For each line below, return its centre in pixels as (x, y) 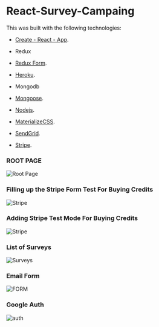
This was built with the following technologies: (64, 28)
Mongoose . (29, 98)
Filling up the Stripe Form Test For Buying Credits (80, 190)
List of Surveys (29, 247)
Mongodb (27, 86)
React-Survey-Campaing (70, 11)
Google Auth (25, 305)
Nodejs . (25, 109)
